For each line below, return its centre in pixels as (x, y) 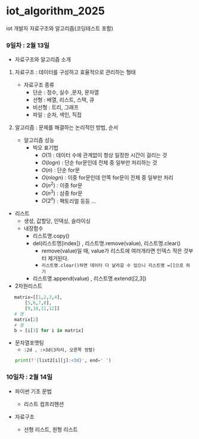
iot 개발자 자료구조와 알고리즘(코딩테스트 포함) (60, 28)
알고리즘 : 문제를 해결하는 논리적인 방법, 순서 (66, 127)
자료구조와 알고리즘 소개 (43, 60)
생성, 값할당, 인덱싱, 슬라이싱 (57, 221)
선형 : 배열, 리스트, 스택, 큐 (63, 100)
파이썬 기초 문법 (33, 391)
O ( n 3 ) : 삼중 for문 (62, 193)
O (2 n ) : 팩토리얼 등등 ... (69, 200)
